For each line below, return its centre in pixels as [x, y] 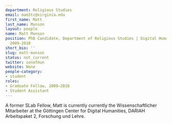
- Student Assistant [27, 91]
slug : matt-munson [25, 53]
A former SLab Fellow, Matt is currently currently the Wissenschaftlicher [81, 105]
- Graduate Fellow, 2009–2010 [38, 86]
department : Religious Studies [39, 10]
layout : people [21, 29]
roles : [12, 81]
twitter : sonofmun [25, 62]
